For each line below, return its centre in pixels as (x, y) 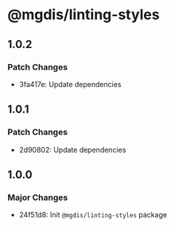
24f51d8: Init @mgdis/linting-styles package (93, 215)
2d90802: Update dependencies (72, 149)
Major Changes (38, 197)
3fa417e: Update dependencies (70, 84)
